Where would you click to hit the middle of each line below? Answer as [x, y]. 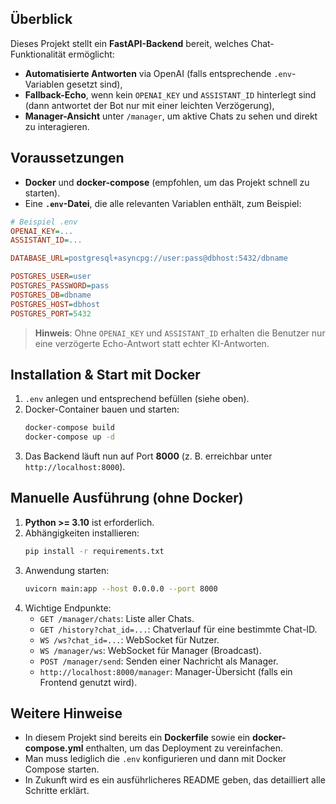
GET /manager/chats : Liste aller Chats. [117, 618]
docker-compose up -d [69, 437]
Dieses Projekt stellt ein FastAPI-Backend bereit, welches [129, 43]
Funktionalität [38, 54]
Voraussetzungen [67, 158]
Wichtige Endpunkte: [68, 608]
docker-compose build [69, 428]
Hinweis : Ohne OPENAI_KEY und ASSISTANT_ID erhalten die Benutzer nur [180, 333]
